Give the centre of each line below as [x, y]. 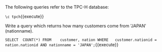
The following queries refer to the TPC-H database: [57, 7]
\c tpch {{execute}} [25, 16]
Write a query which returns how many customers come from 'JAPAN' [76, 26]
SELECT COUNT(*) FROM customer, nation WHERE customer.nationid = [81, 40]
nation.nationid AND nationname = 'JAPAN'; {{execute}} [62, 45]
